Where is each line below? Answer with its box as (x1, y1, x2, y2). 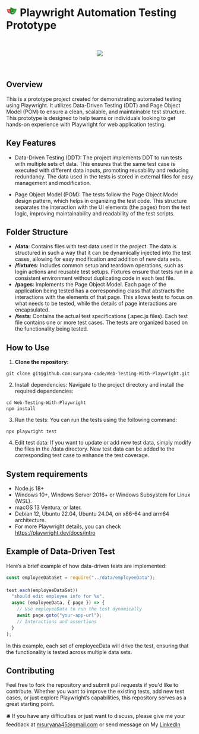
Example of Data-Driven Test (6, 547, 115, 557)
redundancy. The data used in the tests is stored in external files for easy (14, 172, 194, 180)
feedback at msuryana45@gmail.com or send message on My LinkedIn (6, 721, 181, 728)
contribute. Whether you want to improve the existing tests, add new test (6, 688, 184, 695)
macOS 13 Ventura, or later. (14, 504, 82, 511)
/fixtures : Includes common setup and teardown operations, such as (14, 262, 184, 269)
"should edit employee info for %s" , (11, 593, 105, 600)
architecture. (14, 517, 46, 523)
